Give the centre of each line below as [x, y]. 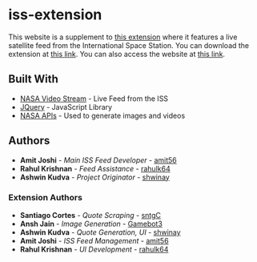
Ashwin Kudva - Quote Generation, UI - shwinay [100, 232]
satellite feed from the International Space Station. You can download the [129, 45]
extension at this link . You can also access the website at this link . [117, 54]
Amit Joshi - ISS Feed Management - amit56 [94, 240]
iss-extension [55, 15]
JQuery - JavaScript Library [66, 107]
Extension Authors [45, 198]
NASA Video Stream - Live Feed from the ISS [94, 99]
